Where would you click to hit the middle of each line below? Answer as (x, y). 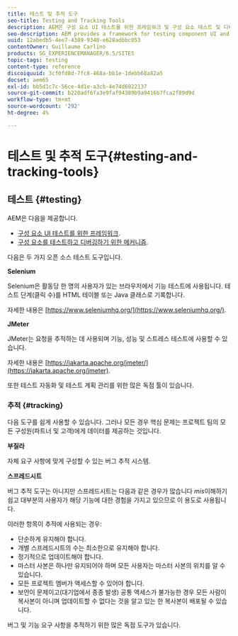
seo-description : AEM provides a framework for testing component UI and (119, 34)
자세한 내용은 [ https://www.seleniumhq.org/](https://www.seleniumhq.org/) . (117, 310)
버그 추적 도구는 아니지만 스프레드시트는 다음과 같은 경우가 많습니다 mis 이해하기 (118, 491)
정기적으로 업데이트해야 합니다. (61, 557)
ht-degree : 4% (28, 113)
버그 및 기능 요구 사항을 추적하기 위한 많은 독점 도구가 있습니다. (94, 625)
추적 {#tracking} (35, 405)
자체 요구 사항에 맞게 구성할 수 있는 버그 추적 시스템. (79, 461)
